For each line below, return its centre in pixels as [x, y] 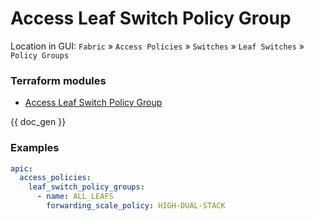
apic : [21, 168]
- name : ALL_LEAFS [75, 197]
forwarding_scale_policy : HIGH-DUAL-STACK [136, 206]
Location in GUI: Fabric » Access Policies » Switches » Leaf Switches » [157, 46]
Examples [35, 148]
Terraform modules [58, 80]
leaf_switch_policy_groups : [86, 187]
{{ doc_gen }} [38, 122]
